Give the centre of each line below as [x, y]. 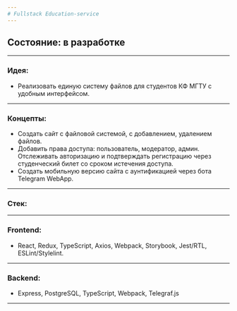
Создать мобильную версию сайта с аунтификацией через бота [114, 171]
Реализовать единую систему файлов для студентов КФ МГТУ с [115, 86]
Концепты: [27, 118]
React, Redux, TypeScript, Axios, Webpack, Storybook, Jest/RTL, [112, 245]
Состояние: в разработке [66, 43]
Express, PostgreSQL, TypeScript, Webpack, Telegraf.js [98, 293]
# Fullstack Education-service [53, 14]
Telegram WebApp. [45, 179]
